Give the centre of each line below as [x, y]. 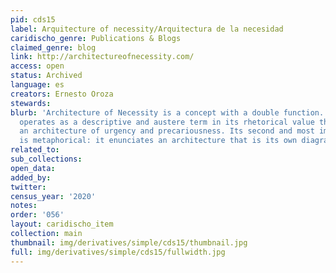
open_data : [33, 168]
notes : [24, 206]
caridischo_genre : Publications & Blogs [96, 38]
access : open [37, 66]
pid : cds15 [33, 19]
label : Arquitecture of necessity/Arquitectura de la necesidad [147, 29]
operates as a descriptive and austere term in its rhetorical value [167, 122]
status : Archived [46, 76]
